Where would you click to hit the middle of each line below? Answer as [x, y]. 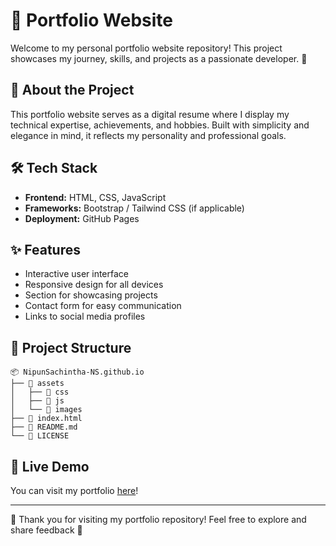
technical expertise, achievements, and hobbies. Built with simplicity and [160, 125]
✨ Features [45, 249]
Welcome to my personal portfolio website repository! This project [146, 48]
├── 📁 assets [37, 384]
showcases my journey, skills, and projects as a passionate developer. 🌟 [159, 58]
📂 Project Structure [71, 347]
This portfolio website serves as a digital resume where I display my [150, 114]
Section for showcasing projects [91, 295]
